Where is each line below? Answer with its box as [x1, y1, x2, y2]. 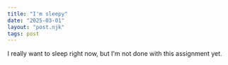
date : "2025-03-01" [7, 17, 65, 24]
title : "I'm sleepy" [7, 10, 69, 18]
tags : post [7, 30, 40, 37]
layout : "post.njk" [7, 23, 65, 30]
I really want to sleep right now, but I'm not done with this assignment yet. [7, 49, 222, 58]
